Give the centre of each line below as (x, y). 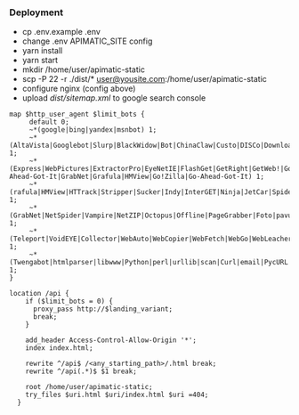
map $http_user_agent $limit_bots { (77, 114)
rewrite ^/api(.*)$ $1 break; (81, 371)
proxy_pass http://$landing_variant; (103, 309)
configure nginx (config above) (79, 89)
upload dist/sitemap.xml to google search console (114, 98)
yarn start (40, 61)
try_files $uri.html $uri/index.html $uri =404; (117, 395)
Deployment (36, 12)
